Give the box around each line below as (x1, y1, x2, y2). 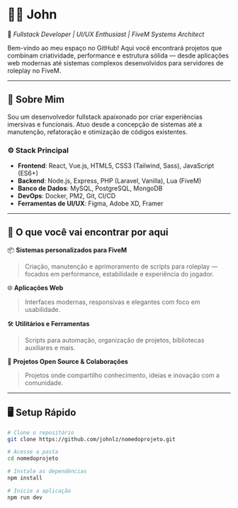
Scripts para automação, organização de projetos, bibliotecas (24, 335, 205, 344)
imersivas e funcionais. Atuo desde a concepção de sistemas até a (7, 120, 203, 129)
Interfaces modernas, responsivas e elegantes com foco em (24, 298, 200, 306)
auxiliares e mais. (24, 343, 76, 352)
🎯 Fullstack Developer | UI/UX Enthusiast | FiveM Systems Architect (7, 30, 205, 38)
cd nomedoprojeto (7, 455, 59, 463)
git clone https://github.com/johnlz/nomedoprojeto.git (7, 436, 176, 443)
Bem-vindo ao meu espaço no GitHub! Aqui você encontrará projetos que (7, 43, 222, 52)
